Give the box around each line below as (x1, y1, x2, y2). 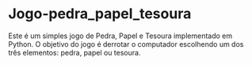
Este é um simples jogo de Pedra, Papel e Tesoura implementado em (8, 31, 233, 40)
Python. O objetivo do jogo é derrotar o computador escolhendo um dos (8, 39, 244, 48)
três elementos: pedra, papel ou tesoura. (8, 48, 141, 57)
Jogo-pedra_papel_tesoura (8, 5, 192, 23)
